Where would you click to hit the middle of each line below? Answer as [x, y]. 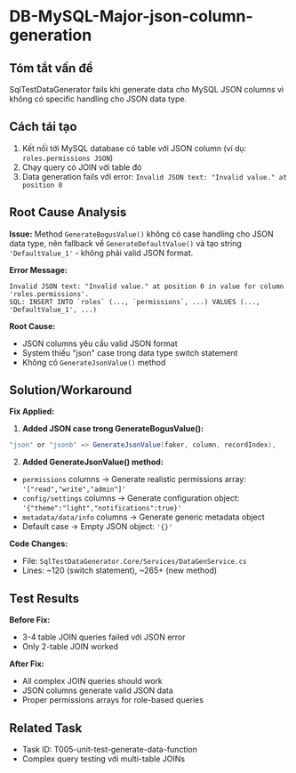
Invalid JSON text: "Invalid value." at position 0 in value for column [147, 286]
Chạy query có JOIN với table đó [82, 167]
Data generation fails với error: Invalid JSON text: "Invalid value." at [154, 176]
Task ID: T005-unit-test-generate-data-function [110, 749]
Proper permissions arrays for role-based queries [113, 700]
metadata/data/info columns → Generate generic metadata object [143, 517]
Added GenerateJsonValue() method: [93, 462]
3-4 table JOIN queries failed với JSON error [104, 637]
